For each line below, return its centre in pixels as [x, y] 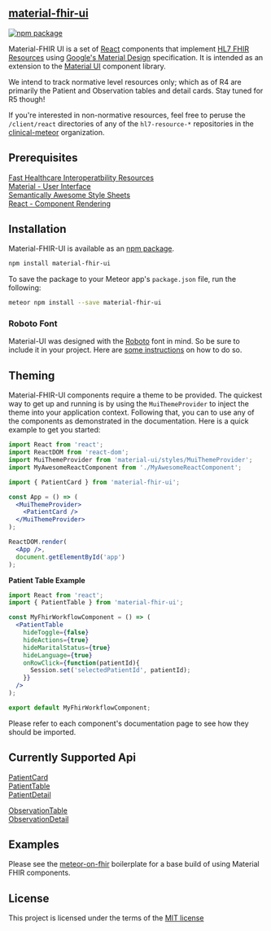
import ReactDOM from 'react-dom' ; [69, 452]
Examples [34, 845]
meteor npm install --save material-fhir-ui [85, 303]
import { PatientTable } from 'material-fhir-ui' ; [96, 603]
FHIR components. [39, 873]
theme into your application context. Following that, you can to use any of [131, 413]
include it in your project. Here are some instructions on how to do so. [125, 350]
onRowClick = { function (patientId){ [81, 663]
